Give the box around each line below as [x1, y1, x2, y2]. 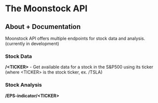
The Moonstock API [5, 3, 88, 14]
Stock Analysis [5, 81, 42, 88]
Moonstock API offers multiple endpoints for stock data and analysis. [5, 35, 146, 41]
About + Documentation [5, 23, 81, 31]
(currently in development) [5, 41, 59, 47]
